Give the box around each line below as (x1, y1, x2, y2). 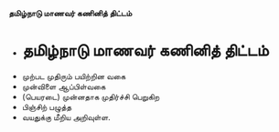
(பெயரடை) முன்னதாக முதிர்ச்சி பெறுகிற (21, 91, 160, 102)
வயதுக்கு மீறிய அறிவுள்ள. (21, 111, 111, 122)
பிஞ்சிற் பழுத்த (21, 101, 72, 112)
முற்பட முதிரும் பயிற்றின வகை (21, 70, 126, 81)
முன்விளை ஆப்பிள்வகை (21, 81, 106, 92)
